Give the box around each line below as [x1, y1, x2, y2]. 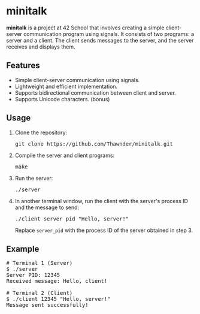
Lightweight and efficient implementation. [14, 83, 118, 90]
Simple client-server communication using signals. [14, 76, 140, 83]
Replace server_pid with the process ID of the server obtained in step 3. [14, 227, 193, 234]
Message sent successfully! [6, 301, 89, 309]
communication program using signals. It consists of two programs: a [23, 30, 195, 37]
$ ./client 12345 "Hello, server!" [6, 295, 111, 303]
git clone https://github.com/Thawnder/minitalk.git [14, 140, 174, 147]
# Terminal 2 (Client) [6, 289, 73, 297]
